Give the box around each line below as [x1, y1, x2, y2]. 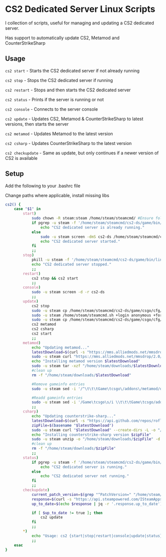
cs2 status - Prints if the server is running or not [5, 96, 104, 102]
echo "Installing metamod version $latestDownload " [31, 359, 140, 364]
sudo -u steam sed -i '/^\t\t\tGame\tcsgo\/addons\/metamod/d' [31, 386, 165, 391]
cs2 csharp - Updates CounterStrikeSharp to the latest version [5, 140, 132, 146]
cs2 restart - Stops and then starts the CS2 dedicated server [5, 87, 131, 93]
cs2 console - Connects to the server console [5, 106, 98, 112]
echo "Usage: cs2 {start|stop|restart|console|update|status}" [31, 533, 165, 538]
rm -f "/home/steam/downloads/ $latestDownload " [31, 372, 132, 378]
